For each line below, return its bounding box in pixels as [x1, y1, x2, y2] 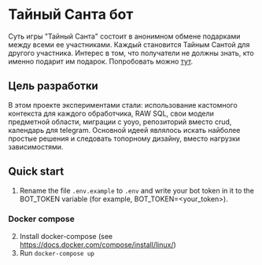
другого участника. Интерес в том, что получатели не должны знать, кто [8, 48, 254, 57]
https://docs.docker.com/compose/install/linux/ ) [19, 240, 177, 249]
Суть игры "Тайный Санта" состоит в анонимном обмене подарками [8, 31, 241, 41]
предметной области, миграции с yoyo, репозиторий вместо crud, [8, 116, 232, 127]
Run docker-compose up [19, 248, 94, 257]
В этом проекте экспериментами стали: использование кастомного [8, 100, 238, 109]
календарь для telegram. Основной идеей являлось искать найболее [8, 125, 241, 134]
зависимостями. [8, 142, 64, 151]
